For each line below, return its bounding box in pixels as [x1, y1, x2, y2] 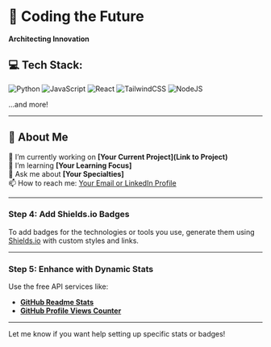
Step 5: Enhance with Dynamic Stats [8, 263, 154, 274]
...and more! [8, 99, 48, 109]
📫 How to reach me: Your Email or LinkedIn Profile [8, 178, 177, 188]
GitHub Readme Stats [19, 298, 94, 307]
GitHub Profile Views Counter [19, 306, 122, 316]
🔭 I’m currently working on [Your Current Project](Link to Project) [8, 152, 228, 161]
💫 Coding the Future [8, 7, 144, 26]
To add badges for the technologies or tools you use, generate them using [8, 227, 256, 236]
